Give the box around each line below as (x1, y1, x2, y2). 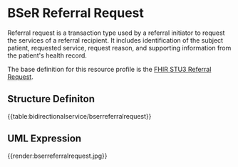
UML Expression (7, 133, 82, 145)
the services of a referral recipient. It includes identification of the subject (7, 36, 223, 44)
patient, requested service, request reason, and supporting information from (7, 43, 232, 52)
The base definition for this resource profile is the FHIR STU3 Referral (7, 65, 212, 73)
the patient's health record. (7, 51, 88, 60)
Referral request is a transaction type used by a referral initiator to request (7, 28, 225, 37)
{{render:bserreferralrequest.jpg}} (7, 151, 108, 160)
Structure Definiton (7, 93, 95, 105)
